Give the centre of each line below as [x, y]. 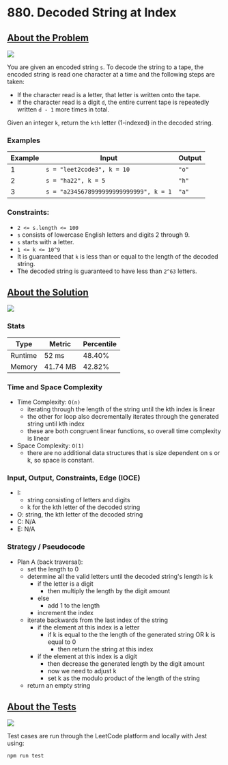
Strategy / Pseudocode [46, 547]
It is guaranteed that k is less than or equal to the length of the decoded [117, 256]
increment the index [66, 612]
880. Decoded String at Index [92, 13]
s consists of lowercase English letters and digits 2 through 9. [103, 235]
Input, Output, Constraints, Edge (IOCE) [74, 478]
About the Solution [48, 292]
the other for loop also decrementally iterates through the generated [123, 416]
